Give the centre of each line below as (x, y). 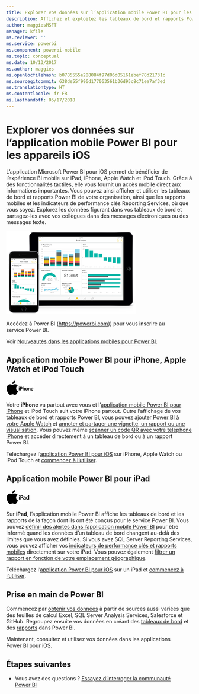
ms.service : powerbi (32, 44)
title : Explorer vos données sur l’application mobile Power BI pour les (99, 12)
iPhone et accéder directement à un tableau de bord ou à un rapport (89, 436)
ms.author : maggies (30, 69)
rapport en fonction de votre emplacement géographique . (76, 558)
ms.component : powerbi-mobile (44, 50)
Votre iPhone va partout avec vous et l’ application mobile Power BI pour (94, 404)
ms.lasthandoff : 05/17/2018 (41, 100)
